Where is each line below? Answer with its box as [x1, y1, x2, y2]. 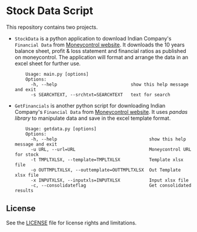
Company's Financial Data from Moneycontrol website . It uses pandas [14, 108, 188, 115]
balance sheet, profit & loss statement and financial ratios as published [14, 47, 186, 54]
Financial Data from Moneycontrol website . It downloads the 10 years [14, 41, 185, 48]
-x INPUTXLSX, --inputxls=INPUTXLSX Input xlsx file [30, 177, 189, 183]
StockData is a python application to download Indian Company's [14, 35, 172, 42]
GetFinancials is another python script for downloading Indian [14, 102, 166, 109]
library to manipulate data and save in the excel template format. [14, 115, 171, 122]
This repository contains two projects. [6, 23, 98, 31]
